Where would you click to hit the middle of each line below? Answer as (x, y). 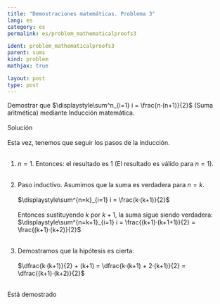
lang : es (20, 20)
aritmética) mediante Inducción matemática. (71, 113)
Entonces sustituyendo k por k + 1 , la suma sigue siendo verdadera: (115, 215)
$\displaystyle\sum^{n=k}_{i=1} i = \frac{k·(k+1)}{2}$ (93, 199)
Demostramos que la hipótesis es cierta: (76, 251)
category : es (26, 27)
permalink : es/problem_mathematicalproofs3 (72, 33)
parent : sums (26, 53)
